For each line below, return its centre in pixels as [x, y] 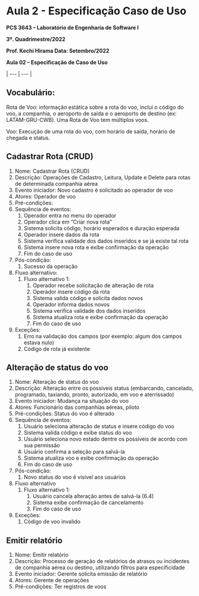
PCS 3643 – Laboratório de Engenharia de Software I [72, 27]
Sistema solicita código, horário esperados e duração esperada [102, 228]
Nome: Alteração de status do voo [57, 382]
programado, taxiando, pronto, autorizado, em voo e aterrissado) [94, 395]
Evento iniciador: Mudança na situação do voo [72, 401]
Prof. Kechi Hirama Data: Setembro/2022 [58, 51]
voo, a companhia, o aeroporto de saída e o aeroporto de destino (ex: [91, 113]
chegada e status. [28, 137]
